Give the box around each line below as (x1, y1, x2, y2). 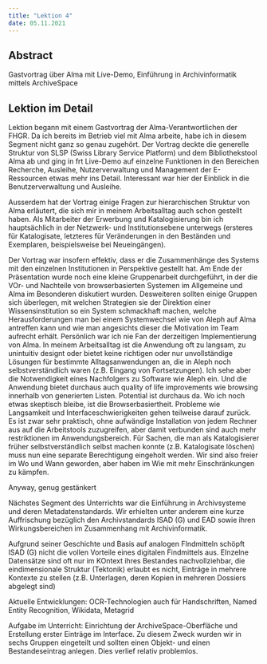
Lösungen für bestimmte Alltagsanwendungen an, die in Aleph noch (8, 357, 231, 367)
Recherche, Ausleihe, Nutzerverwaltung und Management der (8, 165, 212, 175)
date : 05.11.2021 (8, 19, 66, 27)
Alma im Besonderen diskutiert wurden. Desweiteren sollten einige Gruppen (8, 289, 257, 299)
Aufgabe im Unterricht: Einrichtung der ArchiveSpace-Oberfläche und (8, 621, 238, 630)
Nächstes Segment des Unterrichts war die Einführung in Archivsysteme (8, 498, 246, 508)
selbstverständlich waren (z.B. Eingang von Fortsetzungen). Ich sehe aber (8, 366, 252, 375)
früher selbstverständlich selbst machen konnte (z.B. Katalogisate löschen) (8, 442, 255, 452)
